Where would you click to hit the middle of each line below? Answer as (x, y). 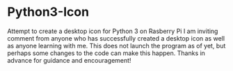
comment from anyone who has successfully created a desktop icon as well (116, 38)
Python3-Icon (48, 12)
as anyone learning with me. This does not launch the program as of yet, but (116, 45)
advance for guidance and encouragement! (69, 60)
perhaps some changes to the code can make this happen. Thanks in (106, 53)
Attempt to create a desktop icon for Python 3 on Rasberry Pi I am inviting (113, 31)
